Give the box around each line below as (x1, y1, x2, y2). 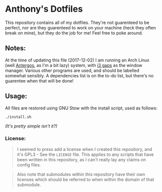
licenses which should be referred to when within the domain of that (17, 176, 155, 182)
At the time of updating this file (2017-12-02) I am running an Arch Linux (5, 57, 150, 63)
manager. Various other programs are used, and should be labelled (5, 67, 140, 73)
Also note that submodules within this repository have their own (17, 171, 145, 177)
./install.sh (5, 114, 32, 119)
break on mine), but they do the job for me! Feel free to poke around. (5, 30, 143, 36)
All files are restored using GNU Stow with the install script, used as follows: (5, 105, 158, 111)
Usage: (5, 92, 28, 101)
